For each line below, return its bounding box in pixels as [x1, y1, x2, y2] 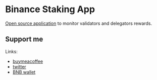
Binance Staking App [5, 4, 95, 15]
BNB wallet [12, 69, 36, 75]
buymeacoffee [12, 58, 43, 64]
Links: [5, 48, 18, 54]
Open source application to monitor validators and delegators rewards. [5, 20, 152, 26]
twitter [12, 63, 26, 69]
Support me [5, 35, 43, 44]
